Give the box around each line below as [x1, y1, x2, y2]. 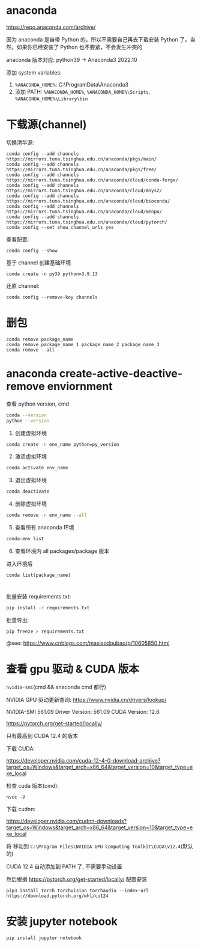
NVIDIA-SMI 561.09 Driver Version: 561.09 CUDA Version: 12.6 [6, 708, 160, 715]
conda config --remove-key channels [6, 294, 98, 300]
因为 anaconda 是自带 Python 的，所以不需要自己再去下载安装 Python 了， [6, 35, 190, 43]
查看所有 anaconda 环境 [14, 524, 74, 531]
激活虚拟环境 [14, 453, 47, 460]
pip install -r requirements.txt [6, 605, 90, 611]
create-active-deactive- [59, 367, 183, 380]
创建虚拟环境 [14, 429, 47, 436]
